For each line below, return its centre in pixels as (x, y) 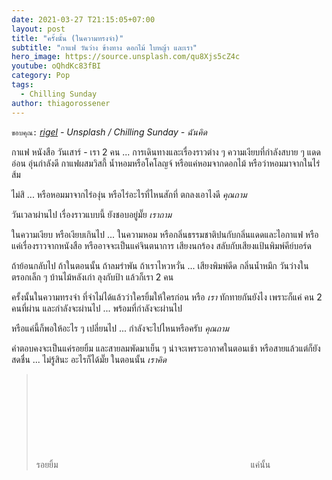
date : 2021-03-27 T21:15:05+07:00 (83, 19)
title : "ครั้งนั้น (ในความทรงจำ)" (67, 38)
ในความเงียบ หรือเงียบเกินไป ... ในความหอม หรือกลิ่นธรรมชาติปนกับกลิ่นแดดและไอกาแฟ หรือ (165, 234)
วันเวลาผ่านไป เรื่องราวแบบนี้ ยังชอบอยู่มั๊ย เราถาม (92, 214)
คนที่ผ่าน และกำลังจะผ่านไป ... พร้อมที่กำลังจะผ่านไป (97, 308)
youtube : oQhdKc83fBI (56, 66)
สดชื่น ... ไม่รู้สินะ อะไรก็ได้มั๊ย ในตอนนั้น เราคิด (89, 359)
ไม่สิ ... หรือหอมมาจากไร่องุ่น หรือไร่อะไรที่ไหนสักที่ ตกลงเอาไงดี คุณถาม (129, 194)
